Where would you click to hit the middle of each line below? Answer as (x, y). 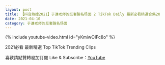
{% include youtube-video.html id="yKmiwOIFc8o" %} (60, 37)
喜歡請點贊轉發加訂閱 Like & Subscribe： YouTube (55, 58)
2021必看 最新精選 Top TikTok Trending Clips (51, 47)
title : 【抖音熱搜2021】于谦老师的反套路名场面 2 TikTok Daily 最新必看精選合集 (81, 14)
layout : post (18, 10)
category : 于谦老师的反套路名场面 (36, 23)
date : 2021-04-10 (23, 19)
